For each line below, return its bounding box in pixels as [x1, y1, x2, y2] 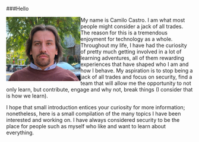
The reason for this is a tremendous [80, 29, 168, 36]
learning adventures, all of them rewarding [80, 55, 184, 61]
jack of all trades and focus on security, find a [80, 74, 192, 80]
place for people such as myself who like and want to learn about [6, 123, 166, 130]
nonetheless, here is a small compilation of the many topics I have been [6, 110, 181, 117]
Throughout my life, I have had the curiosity [80, 42, 187, 49]
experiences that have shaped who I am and [80, 61, 189, 68]
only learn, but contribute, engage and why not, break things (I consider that [6, 86, 193, 93]
